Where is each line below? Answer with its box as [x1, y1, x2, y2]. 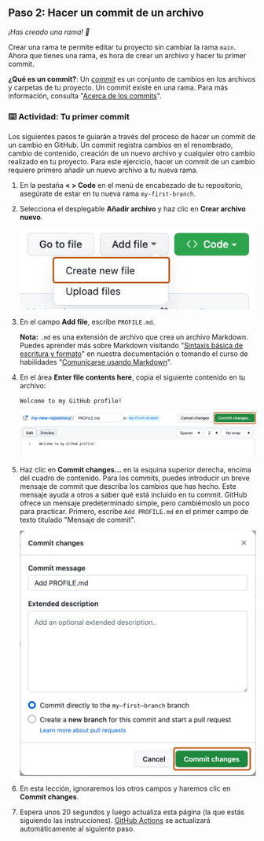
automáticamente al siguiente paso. [19, 824, 135, 834]
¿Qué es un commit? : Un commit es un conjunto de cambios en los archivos [8, 74, 256, 83]
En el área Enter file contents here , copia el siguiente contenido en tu [19, 373, 246, 382]
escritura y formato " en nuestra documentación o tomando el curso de [19, 349, 249, 358]
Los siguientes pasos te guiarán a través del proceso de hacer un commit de [8, 132, 256, 141]
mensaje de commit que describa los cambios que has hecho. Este [19, 482, 237, 491]
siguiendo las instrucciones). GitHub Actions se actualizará [19, 816, 211, 825]
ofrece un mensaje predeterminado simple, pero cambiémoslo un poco [19, 498, 250, 508]
